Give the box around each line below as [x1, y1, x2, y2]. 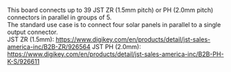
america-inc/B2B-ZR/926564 [7, 43, 91, 51]
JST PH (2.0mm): [92, 43, 142, 51]
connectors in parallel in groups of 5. [7, 13, 112, 21]
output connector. [7, 28, 58, 36]
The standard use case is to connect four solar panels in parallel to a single [7, 21, 221, 28]
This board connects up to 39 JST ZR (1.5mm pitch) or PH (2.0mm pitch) [7, 6, 214, 14]
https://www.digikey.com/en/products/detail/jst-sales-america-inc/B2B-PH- [7, 50, 224, 58]
